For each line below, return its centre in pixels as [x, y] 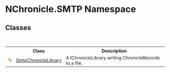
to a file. [74, 63]
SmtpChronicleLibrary [39, 60]
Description [114, 50]
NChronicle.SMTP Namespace [71, 9]
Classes [18, 28]
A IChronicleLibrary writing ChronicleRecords [113, 57]
